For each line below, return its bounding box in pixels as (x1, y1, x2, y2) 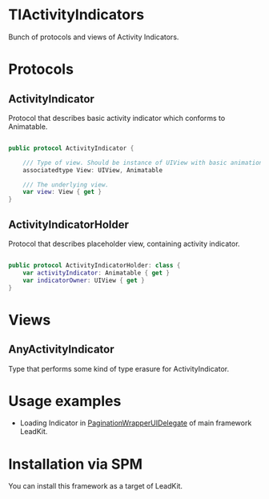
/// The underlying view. (22, 180, 110, 189)
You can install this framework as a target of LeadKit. (8, 481, 183, 491)
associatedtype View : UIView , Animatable (22, 166, 163, 174)
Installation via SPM (8, 455, 143, 473)
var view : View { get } (22, 188, 102, 196)
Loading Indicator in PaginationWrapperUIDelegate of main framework (19, 418, 252, 428)
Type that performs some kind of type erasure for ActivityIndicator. (8, 364, 230, 373)
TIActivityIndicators (8, 6, 145, 24)
